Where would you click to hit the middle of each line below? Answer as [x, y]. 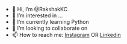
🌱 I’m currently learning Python [50, 22]
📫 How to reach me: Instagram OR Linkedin [67, 35]
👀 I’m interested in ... [37, 15]
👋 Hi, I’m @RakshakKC [40, 9]
